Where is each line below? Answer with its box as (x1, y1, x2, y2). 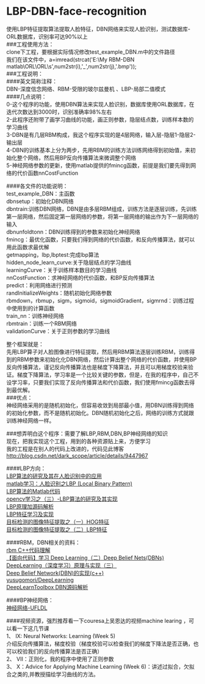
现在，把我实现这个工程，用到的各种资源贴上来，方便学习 (6, 437, 151, 444)
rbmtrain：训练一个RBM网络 (6, 320, 77, 327)
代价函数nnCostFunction (16, 169, 79, 177)
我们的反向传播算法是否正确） (27, 647, 103, 655)
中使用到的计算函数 (6, 304, 55, 312)
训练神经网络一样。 (6, 417, 55, 424)
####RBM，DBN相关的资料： (6, 539, 81, 546)
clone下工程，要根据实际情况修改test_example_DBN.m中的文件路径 (6, 48, 175, 56)
